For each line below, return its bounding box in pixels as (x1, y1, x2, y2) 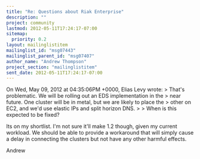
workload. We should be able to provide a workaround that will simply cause (6, 129, 194, 136)
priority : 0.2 (11, 36, 47, 42)
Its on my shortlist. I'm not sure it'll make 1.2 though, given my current (6, 123, 177, 130)
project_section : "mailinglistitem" (6, 64, 97, 70)
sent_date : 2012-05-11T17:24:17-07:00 (6, 70, 103, 76)
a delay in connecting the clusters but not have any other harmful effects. (6, 135, 187, 143)
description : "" (6, 14, 47, 20)
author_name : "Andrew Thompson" (6, 58, 87, 64)
